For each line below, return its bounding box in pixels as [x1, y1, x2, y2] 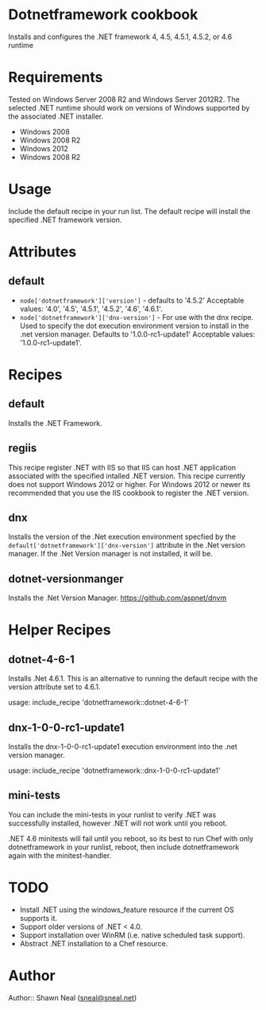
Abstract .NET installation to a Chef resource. [19, 938, 168, 948]
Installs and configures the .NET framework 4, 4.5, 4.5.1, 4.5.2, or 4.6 [8, 32, 233, 41]
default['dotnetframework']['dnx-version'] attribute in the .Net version [8, 540, 245, 550]
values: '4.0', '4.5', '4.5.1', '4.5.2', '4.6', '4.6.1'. [19, 304, 163, 314]
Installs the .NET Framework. [8, 418, 102, 427]
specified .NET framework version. [8, 215, 122, 224]
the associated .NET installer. [8, 111, 104, 121]
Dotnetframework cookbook [8, 6, 199, 24]
